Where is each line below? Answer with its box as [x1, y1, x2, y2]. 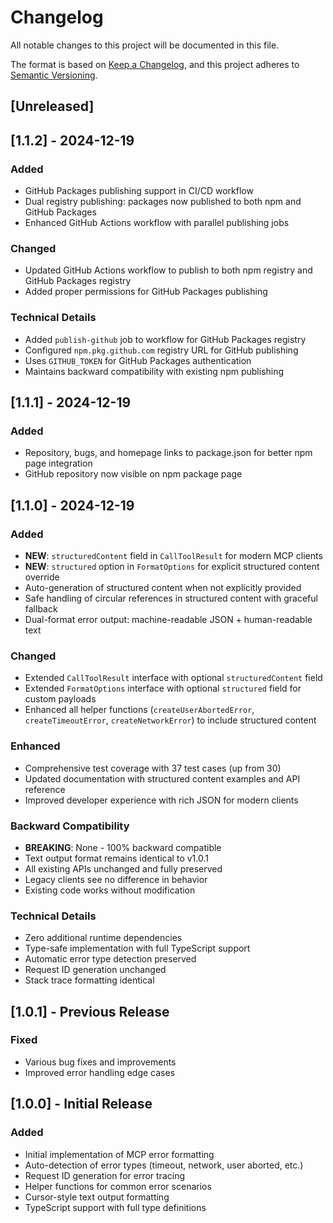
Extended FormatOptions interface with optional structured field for [24, 682, 302, 695]
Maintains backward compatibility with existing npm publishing [24, 365, 285, 377]
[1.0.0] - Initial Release [10, 1096, 153, 1113]
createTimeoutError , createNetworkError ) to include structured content [24, 714, 317, 726]
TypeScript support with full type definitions [24, 1201, 207, 1213]
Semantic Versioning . [10, 69, 98, 81]
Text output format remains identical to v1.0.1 [24, 852, 209, 864]
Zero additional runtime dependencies [24, 932, 183, 944]
